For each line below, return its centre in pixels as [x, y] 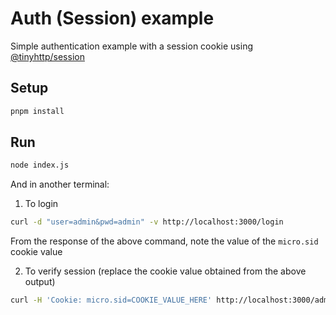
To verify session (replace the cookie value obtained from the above [165, 271]
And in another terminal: [60, 184]
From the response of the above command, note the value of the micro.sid [164, 241]
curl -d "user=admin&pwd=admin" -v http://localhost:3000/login [147, 222]
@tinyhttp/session [47, 56]
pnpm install [37, 111]
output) [40, 282]
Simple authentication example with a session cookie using [131, 46]
